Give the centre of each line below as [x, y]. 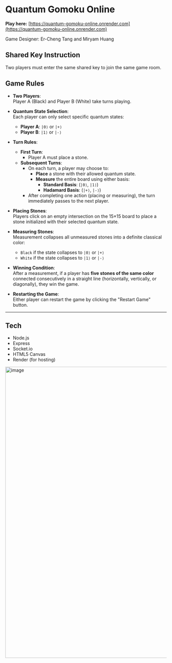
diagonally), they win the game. [46, 284]
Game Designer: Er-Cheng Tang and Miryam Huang [60, 39]
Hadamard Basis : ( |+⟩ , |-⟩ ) [72, 190]
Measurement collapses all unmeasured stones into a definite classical [87, 237]
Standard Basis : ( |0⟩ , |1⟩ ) [71, 184]
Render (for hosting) [34, 360]
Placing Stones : [30, 210]
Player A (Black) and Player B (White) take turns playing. [72, 101]
